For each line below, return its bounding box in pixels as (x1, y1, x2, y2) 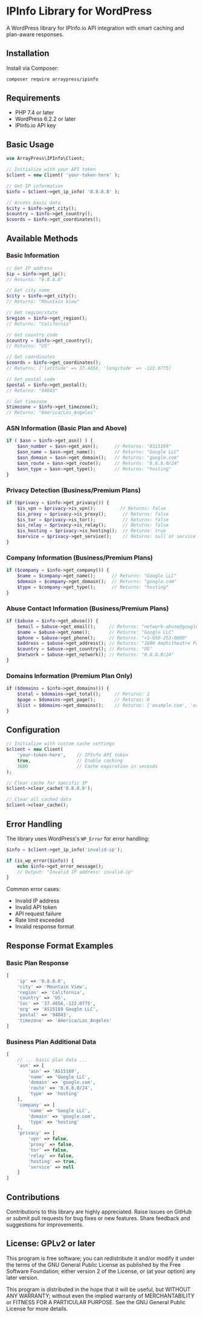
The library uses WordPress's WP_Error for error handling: (6, 835, 150, 842)
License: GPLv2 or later (6, 1238, 95, 1249)
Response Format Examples (6, 941, 114, 951)
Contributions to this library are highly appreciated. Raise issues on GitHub (6, 1208, 192, 1215)
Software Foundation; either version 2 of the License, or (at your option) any (6, 1267, 196, 1275)
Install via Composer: (6, 64, 59, 72)
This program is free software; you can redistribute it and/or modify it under (6, 1255, 195, 1262)
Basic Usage (6, 139, 54, 150)
